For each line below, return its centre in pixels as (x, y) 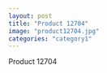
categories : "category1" (50, 39)
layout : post (30, 16)
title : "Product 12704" (49, 24)
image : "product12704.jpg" (54, 31)
